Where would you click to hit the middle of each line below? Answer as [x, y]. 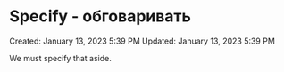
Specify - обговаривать [100, 16]
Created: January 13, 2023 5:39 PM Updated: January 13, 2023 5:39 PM [142, 41]
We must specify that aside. [60, 58]
